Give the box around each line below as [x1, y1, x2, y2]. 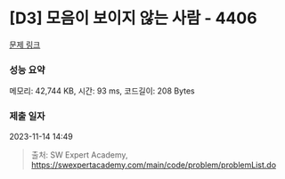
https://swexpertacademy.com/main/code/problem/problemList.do [30, 159, 277, 170]
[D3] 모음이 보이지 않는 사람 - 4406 [9, 8, 257, 28]
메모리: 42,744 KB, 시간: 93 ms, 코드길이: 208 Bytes [9, 85, 196, 96]
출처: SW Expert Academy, [30, 149, 128, 160]
